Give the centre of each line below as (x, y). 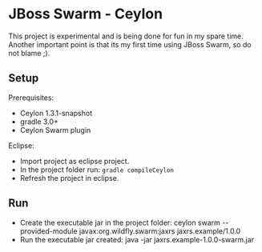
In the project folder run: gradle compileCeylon (97, 170)
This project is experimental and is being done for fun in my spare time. (126, 36)
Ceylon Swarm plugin (55, 130)
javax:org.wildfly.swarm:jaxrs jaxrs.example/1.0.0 (160, 231)
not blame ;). (29, 53)
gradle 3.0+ (39, 122)
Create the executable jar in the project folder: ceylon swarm (120, 222)
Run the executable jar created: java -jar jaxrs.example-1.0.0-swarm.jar (137, 239)
